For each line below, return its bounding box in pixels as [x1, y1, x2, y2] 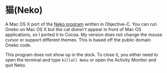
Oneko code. [5, 42, 31, 48]
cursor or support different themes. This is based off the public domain [5, 36, 151, 42]
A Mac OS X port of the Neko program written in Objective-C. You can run [5, 21, 157, 27]
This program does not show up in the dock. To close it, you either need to [5, 51, 159, 57]
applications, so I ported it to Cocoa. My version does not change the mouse [5, 32, 163, 37]
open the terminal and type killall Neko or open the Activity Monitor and [5, 57, 157, 63]
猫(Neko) [5, 4, 43, 16]
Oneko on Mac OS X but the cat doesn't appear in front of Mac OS [5, 26, 142, 32]
